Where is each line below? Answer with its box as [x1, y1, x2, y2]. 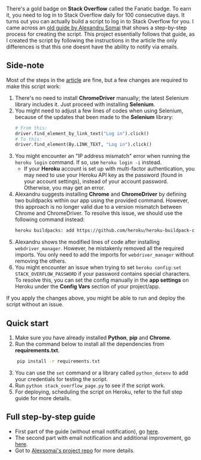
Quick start [6, 318, 49, 328]
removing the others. [14, 257, 67, 265]
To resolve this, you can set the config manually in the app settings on [14, 276, 189, 284]
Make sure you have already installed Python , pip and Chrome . [14, 334, 172, 341]
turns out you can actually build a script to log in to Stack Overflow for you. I [6, 18, 194, 25]
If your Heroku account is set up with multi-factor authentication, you [23, 165, 195, 172]
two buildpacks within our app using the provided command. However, [14, 197, 190, 204]
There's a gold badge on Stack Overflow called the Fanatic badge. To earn [6, 5, 191, 12]
